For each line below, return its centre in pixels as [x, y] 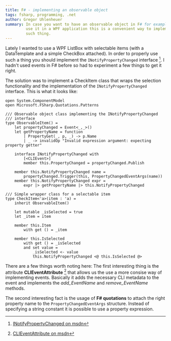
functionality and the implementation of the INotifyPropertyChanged [76, 86]
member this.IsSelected [40, 239]
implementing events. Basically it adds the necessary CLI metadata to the [82, 277]
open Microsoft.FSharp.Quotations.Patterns [52, 105]
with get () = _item [45, 230]
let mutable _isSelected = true [49, 212]
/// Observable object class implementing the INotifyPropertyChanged [82, 114]
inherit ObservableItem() [42, 203]
